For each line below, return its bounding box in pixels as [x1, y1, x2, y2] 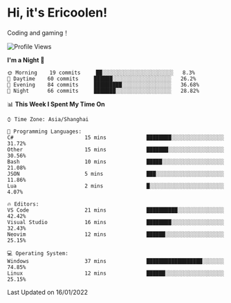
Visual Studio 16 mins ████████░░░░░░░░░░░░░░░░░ [7, 219, 225, 226]
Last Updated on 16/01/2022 [7, 288, 89, 296]
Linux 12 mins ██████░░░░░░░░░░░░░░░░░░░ [7, 270, 225, 277]
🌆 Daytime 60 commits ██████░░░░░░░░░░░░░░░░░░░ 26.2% [7, 75, 196, 82]
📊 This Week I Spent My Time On [7, 100, 105, 108]
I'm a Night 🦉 [7, 55, 45, 64]
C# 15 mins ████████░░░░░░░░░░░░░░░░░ [7, 134, 225, 141]
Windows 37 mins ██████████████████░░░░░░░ [7, 257, 225, 264]
